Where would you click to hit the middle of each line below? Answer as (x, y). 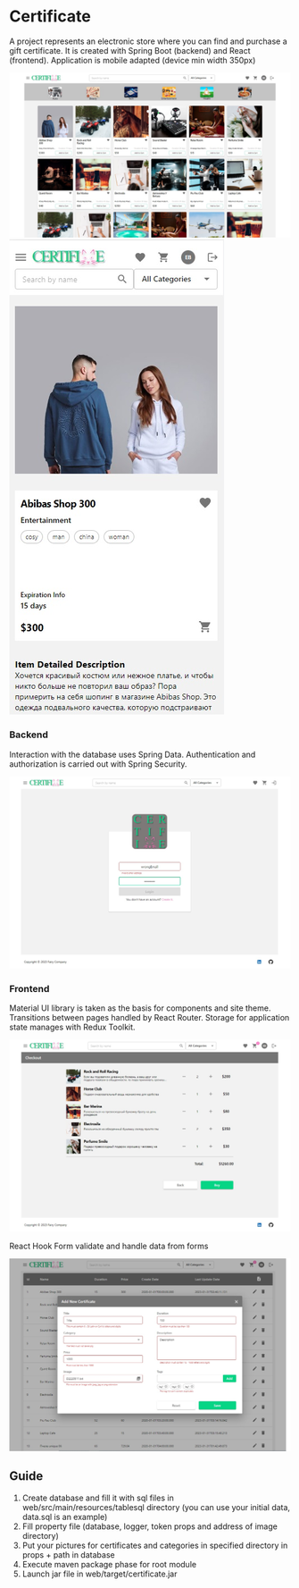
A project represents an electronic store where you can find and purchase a (148, 41)
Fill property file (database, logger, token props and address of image (150, 1526)
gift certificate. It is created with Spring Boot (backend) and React (130, 50)
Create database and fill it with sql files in (98, 1498)
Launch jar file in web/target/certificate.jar (100, 1574)
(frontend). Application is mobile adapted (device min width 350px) (133, 60)
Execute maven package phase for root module (109, 1564)
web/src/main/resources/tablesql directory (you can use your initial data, (156, 1507)
